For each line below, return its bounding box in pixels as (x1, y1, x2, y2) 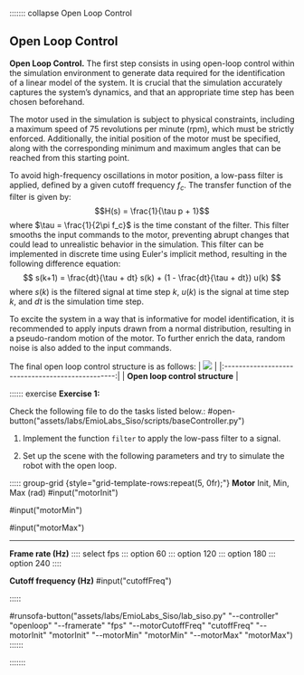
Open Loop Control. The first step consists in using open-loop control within (9, 58, 295, 69)
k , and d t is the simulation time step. (9, 296, 145, 307)
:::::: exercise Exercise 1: (9, 388, 100, 399)
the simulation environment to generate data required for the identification (9, 67, 286, 78)
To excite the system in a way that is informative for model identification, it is (9, 313, 295, 324)
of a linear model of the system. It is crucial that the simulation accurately (9, 77, 283, 88)
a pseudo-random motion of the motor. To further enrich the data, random (9, 332, 286, 343)
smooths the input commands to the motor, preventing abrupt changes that (9, 229, 290, 240)
